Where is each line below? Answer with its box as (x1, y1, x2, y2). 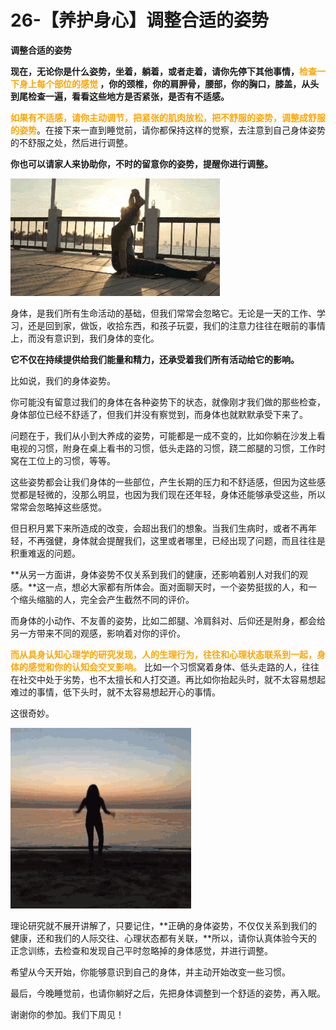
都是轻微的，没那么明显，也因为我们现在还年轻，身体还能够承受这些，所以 (18, 488, 326, 500)
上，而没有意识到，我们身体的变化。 (10, 332, 160, 344)
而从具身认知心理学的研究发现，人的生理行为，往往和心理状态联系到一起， (10, 648, 317, 660)
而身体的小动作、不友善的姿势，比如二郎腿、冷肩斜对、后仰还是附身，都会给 (10, 614, 326, 626)
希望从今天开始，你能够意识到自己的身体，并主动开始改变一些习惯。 (10, 966, 291, 978)
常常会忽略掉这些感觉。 (10, 501, 107, 513)
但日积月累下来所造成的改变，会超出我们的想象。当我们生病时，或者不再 (10, 522, 308, 534)
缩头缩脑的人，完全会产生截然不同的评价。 (18, 593, 195, 605)
